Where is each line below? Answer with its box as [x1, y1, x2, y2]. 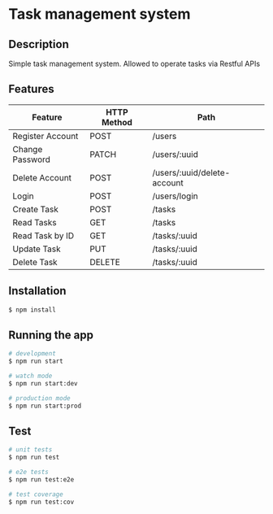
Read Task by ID [12, 229, 75, 241]
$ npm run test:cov [8, 498, 75, 506]
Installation [8, 284, 67, 298]
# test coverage [8, 490, 63, 499]
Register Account [12, 130, 79, 142]
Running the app [8, 328, 93, 342]
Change [12, 143, 43, 155]
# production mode [8, 394, 71, 403]
